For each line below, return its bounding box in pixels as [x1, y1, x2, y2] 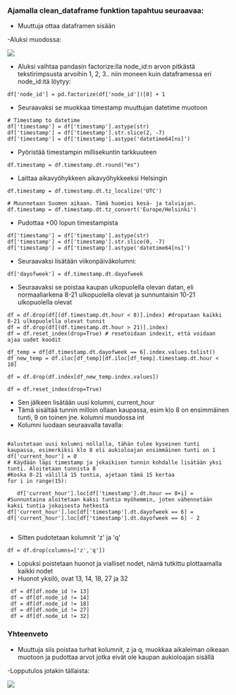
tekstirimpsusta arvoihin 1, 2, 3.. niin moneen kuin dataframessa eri [17, 70, 212, 78]
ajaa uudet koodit [7, 336, 61, 344]
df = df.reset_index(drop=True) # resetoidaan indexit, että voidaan [7, 331, 216, 338]
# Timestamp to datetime [7, 117, 80, 124]
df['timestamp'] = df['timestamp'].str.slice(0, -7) [7, 239, 166, 246]
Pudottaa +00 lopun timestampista [17, 218, 118, 227]
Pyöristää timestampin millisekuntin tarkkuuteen [17, 148, 157, 157]
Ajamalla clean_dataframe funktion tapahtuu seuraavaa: [7, 6, 204, 16]
